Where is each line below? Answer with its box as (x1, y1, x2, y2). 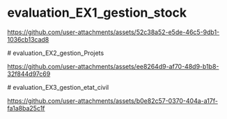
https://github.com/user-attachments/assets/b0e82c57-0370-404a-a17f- (7, 96, 218, 105)
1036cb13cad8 (7, 35, 49, 43)
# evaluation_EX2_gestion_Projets (7, 49, 104, 57)
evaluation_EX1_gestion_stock (7, 5, 187, 21)
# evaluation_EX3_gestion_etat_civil (7, 83, 109, 91)
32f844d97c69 (7, 70, 51, 78)
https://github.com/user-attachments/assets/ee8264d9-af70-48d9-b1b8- (7, 62, 219, 70)
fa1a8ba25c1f (7, 104, 45, 112)
